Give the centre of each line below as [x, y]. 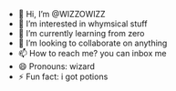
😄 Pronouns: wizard [57, 66]
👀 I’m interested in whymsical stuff [83, 24]
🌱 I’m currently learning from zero [81, 33]
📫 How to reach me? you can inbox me [92, 53]
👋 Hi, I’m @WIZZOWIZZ [62, 14]
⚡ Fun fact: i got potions [63, 76]
